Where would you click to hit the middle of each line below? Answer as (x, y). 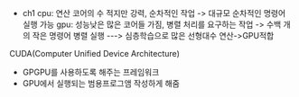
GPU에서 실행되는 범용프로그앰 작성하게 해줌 (101, 83)
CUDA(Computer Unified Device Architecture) (95, 53)
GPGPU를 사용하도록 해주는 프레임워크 (91, 72)
